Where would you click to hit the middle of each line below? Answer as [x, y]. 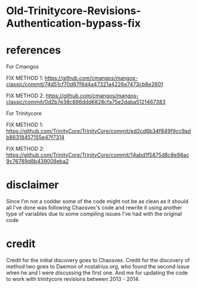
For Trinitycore [24, 114]
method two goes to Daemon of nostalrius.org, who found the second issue [98, 267]
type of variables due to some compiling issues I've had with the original [94, 214]
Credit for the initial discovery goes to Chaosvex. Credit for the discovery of [98, 260]
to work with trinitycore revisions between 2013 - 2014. [73, 279]
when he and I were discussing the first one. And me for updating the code [97, 273]
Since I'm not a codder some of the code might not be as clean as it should [97, 201]
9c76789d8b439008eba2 [37, 161]
